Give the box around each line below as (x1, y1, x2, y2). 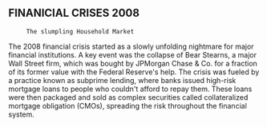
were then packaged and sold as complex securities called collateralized (8, 92, 249, 102)
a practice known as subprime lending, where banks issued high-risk (8, 75, 237, 85)
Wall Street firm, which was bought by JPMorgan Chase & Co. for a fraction (8, 58, 258, 68)
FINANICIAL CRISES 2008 (8, 6, 140, 20)
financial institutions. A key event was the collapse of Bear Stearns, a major (8, 50, 257, 59)
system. (8, 109, 34, 119)
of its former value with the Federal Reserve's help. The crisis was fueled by (8, 67, 260, 77)
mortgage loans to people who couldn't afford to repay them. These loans (8, 84, 253, 93)
